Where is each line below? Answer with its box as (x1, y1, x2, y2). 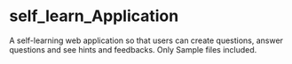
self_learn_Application (9, 6, 179, 26)
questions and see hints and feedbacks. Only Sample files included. (9, 44, 257, 54)
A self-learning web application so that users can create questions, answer (9, 35, 284, 46)
